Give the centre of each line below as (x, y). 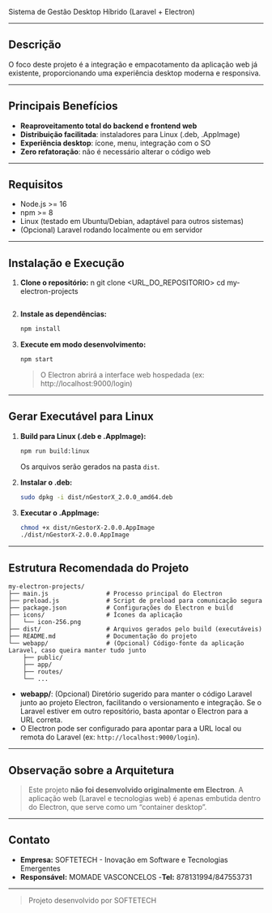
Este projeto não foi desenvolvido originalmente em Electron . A (136, 790)
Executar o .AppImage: (59, 512)
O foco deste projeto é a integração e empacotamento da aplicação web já (133, 64)
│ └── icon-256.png (45, 622)
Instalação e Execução (66, 263)
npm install (40, 329)
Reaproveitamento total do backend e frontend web (108, 126)
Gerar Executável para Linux (81, 417)
